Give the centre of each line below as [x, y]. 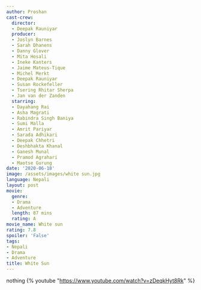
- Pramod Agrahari [35, 157]
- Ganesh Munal [31, 152]
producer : [24, 34]
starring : [24, 101]
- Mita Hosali [29, 57]
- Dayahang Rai [31, 107]
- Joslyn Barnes [32, 40]
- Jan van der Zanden [39, 96]
